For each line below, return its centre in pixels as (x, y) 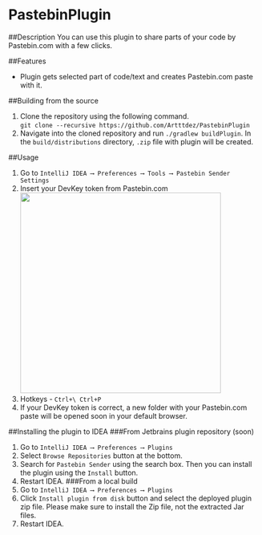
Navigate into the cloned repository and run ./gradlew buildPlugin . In (135, 133)
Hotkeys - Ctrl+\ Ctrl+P (60, 399)
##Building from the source (53, 100)
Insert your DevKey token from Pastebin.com (94, 188)
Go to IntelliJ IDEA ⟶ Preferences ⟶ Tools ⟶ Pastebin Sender (125, 172)
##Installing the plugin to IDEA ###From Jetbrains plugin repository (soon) (131, 432)
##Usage (24, 157)
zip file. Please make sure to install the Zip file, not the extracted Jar (132, 506)
